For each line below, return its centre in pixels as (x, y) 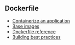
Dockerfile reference (34, 31)
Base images (26, 26)
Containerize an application (41, 20)
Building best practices (36, 37)
